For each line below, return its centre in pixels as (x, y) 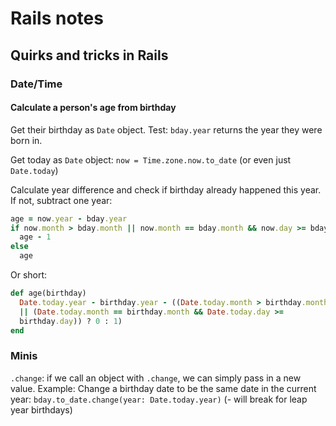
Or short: (29, 275)
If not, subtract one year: (61, 200)
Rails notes (57, 18)
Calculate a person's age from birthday (93, 108)
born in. (26, 140)
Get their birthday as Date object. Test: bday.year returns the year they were (166, 129)
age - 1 (35, 237)
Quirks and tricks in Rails (89, 55)
